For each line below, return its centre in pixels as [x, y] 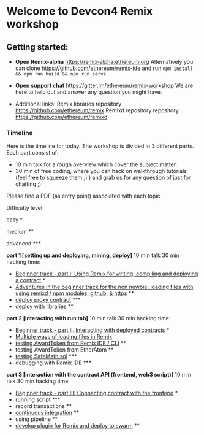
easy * [15, 220]
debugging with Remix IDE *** [53, 363]
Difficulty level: [25, 208]
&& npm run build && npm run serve [61, 74]
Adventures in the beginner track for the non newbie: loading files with [104, 287]
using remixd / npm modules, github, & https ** [74, 293]
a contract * [30, 280]
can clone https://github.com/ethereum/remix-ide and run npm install [104, 68]
